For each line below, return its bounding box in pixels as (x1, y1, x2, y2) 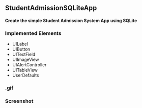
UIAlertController (12, 62, 47, 68)
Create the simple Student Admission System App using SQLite (5, 17, 137, 24)
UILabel (12, 41, 28, 47)
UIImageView (12, 56, 39, 63)
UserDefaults (12, 72, 39, 78)
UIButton (12, 46, 30, 52)
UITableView (12, 67, 38, 73)
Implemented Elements (5, 29, 61, 36)
